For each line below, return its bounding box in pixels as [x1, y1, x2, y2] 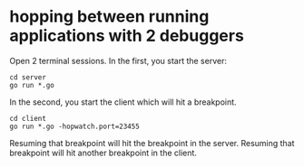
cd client [9, 114, 47, 123]
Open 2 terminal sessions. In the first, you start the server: [9, 55, 227, 66]
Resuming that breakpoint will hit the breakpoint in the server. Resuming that [9, 137, 295, 148]
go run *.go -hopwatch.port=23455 [9, 122, 141, 131]
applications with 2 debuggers [9, 25, 245, 46]
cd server [9, 72, 47, 82]
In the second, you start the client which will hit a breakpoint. [9, 97, 238, 107]
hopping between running [9, 6, 210, 27]
